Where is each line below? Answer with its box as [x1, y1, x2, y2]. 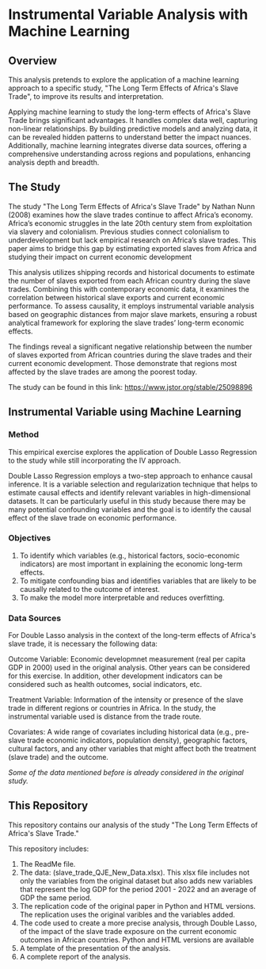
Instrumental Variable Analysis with [8, 6, 249, 24]
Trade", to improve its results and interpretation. [8, 92, 164, 101]
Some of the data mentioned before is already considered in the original [8, 768, 244, 777]
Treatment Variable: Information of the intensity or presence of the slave [8, 695, 244, 704]
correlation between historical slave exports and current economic [8, 292, 226, 302]
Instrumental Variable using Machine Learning [8, 406, 241, 419]
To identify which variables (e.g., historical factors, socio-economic [19, 551, 240, 560]
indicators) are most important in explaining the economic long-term [19, 559, 243, 568]
